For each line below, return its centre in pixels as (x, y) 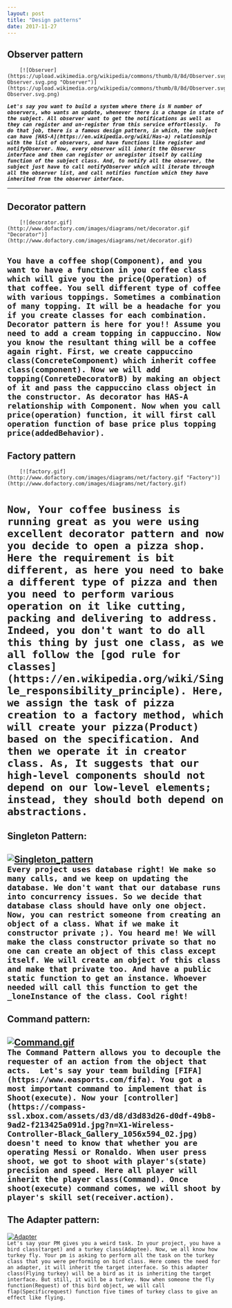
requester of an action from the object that (107, 1061)
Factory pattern (41, 455)
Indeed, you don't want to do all (106, 631)
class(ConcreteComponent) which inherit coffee (112, 361)
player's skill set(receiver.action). (91, 1197)
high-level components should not (106, 776)
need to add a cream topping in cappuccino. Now (114, 334)
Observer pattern (45, 54)
